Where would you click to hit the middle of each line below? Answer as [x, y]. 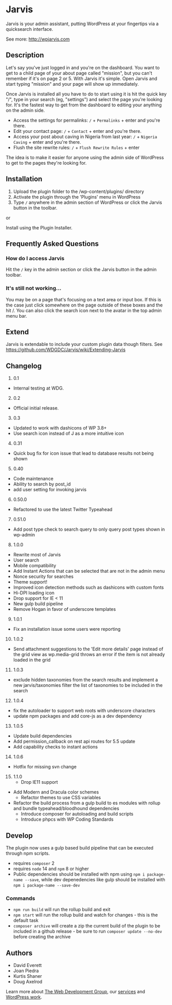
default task [26, 920]
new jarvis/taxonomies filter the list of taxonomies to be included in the [88, 685]
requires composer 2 [34, 863]
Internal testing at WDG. [38, 388]
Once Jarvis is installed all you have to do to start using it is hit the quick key [86, 94]
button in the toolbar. [35, 208]
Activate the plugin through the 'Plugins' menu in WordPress [77, 197]
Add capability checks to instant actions [55, 747]
